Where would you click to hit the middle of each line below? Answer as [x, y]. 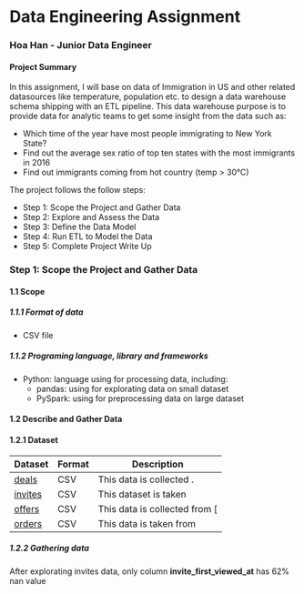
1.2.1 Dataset [34, 439]
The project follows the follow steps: [77, 190]
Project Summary [43, 66]
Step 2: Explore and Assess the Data [91, 217]
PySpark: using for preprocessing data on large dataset [140, 398]
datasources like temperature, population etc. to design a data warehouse [148, 96]
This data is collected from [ [158, 508]
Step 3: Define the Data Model [79, 227]
